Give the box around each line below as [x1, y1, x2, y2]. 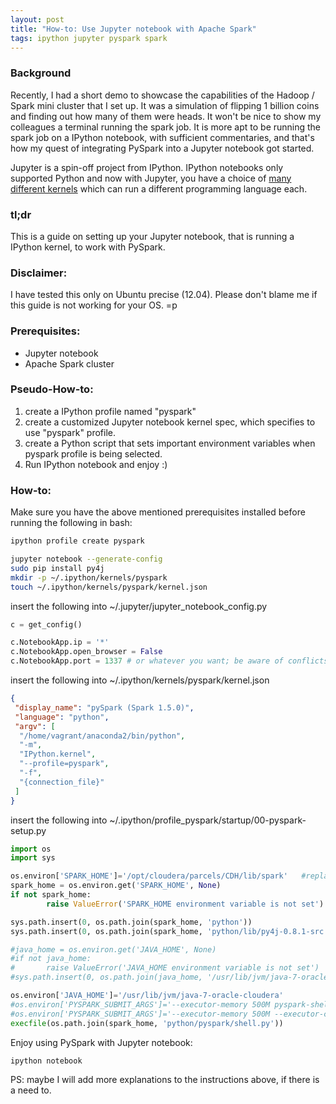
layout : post [10, 14, 65, 25]
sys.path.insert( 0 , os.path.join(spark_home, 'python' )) [10, 917, 253, 927]
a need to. [10, 1084, 52, 1096]
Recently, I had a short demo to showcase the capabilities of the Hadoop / [10, 89, 315, 101]
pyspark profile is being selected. [24, 447, 163, 460]
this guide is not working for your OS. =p [10, 299, 178, 311]
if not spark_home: [10, 890, 92, 900]
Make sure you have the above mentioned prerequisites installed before [10, 506, 306, 518]
